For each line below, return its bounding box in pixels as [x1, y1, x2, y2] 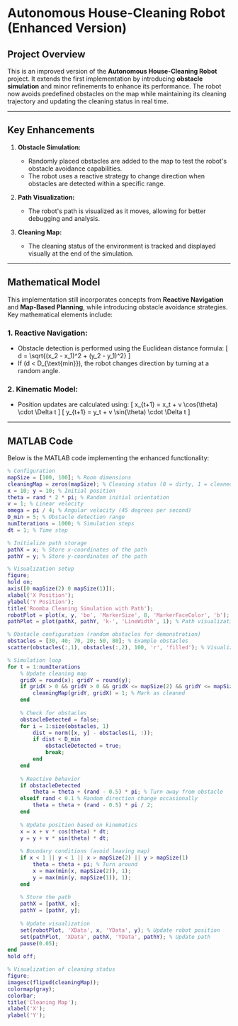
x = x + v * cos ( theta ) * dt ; [20, 828, 110, 835]
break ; [45, 749, 65, 756]
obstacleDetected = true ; [45, 742, 122, 750]
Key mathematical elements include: [7, 310, 113, 319]
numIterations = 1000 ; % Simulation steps [7, 520, 135, 528]
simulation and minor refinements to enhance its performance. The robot [7, 82, 222, 90]
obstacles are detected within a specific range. [28, 179, 166, 188]
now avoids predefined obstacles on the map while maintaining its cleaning [7, 90, 227, 98]
